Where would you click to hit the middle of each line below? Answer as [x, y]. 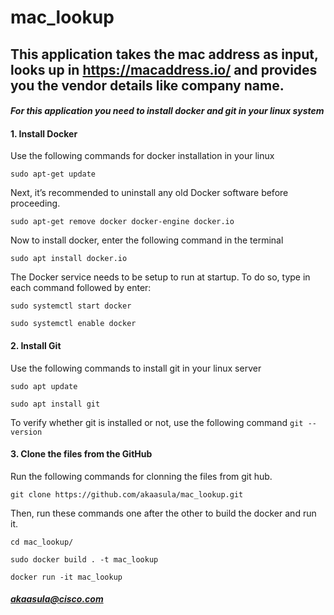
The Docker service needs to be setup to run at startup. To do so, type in [160, 277]
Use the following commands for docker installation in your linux [142, 156]
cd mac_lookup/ [42, 542]
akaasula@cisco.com [57, 599]
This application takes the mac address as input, [164, 54]
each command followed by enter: [81, 288]
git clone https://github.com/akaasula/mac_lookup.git [127, 494]
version [26, 432]
